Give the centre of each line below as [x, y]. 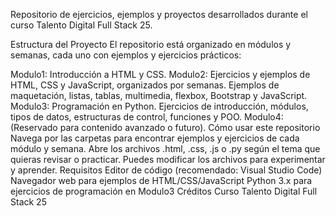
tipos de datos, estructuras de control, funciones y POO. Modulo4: [147, 117]
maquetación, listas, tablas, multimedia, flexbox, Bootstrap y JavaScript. [159, 95]
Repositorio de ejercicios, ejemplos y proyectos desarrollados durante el [159, 14]
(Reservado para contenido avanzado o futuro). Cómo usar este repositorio [165, 127]
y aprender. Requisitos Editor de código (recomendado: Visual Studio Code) [166, 170]
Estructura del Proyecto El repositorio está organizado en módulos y [151, 44]
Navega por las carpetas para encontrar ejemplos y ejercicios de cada [155, 138]
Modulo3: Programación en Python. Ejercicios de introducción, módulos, [159, 106]
